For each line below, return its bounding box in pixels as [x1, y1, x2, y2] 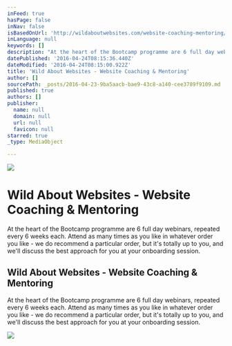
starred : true [7, 132, 48, 139]
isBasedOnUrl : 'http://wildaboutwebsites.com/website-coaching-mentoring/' [7, 29, 230, 37]
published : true [7, 87, 54, 94]
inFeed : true [7, 10, 45, 17]
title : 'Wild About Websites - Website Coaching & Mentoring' [7, 68, 190, 75]
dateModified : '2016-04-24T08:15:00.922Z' [7, 61, 131, 68]
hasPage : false [7, 17, 51, 23]
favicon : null [13, 126, 54, 133]
